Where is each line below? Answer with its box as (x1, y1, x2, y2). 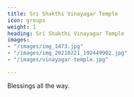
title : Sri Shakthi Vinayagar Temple (7, 10, 118, 18)
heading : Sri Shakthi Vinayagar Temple (7, 30, 125, 37)
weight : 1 (7, 23, 37, 30)
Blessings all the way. (7, 82, 71, 90)
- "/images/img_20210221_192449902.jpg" (7, 50, 128, 57)
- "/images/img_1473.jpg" (7, 43, 83, 50)
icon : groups (7, 17, 46, 24)
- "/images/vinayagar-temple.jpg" (7, 56, 109, 63)
